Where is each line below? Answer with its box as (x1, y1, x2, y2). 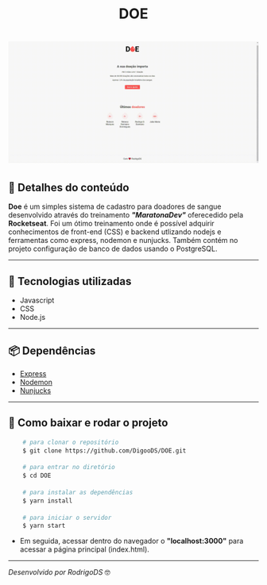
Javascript (19, 295, 55, 306)
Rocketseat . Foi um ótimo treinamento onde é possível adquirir (8, 219, 215, 229)
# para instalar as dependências (22, 488, 133, 496)
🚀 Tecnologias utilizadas (8, 275, 132, 288)
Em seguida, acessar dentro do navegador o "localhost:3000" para (19, 537, 244, 546)
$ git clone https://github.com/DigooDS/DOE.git (22, 446, 187, 455)
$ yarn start (22, 521, 66, 530)
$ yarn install (22, 497, 73, 505)
